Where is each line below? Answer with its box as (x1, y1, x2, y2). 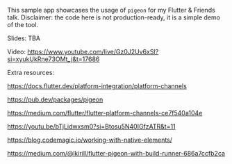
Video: (7, 48, 26, 56)
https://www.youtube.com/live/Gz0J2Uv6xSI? (27, 48, 159, 56)
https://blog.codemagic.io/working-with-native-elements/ (7, 136, 172, 144)
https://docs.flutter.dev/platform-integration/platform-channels (7, 82, 188, 90)
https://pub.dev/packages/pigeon (7, 95, 103, 104)
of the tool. (7, 21, 39, 28)
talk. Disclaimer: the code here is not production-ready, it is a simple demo (7, 13, 221, 22)
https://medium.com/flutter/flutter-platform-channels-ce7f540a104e (7, 109, 203, 117)
